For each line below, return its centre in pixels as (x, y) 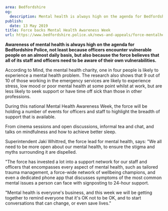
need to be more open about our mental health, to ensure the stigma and (80, 147)
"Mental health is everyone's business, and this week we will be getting (79, 193)
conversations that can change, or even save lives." (58, 203)
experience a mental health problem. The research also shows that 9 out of (82, 75)
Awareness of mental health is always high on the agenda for (70, 44)
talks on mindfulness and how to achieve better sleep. (61, 132)
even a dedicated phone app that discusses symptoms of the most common (83, 178)
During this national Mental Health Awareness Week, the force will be (76, 106)
